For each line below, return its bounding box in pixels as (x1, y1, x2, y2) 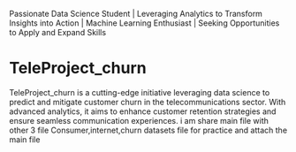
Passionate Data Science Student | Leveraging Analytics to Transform (9, 9, 263, 19)
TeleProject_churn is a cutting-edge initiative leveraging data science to (9, 87, 270, 97)
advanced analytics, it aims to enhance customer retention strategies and (9, 106, 277, 117)
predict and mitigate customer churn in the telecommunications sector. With (9, 96, 286, 107)
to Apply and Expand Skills (9, 27, 107, 37)
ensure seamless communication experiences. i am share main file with (9, 115, 269, 125)
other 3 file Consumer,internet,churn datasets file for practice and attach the (9, 125, 288, 135)
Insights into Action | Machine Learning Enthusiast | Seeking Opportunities (9, 18, 280, 28)
